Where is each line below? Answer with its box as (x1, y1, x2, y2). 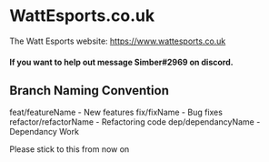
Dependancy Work (9, 127, 80, 137)
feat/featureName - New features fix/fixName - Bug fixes (9, 106, 223, 118)
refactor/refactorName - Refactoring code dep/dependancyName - (9, 116, 261, 127)
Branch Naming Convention (9, 83, 170, 98)
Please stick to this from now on (9, 144, 130, 155)
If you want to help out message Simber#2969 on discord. (9, 56, 234, 67)
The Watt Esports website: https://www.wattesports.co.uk (9, 35, 226, 46)
